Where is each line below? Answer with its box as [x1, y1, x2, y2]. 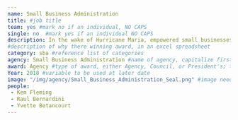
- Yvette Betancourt [10, 102, 72, 109]
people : [7, 83, 30, 90]
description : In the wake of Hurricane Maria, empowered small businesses [7, 37, 233, 44]
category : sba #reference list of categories [7, 50, 144, 57]
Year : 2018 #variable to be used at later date [7, 69, 151, 76]
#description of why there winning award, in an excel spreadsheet [7, 43, 211, 50]
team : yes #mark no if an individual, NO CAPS [7, 23, 147, 30]
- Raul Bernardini [10, 96, 65, 103]
